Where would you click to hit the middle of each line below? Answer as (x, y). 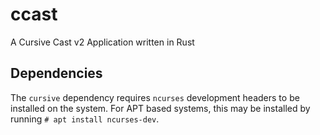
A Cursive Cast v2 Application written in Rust (102, 42)
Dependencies (56, 73)
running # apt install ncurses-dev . (85, 119)
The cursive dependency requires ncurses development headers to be (155, 97)
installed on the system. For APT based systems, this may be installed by (160, 108)
